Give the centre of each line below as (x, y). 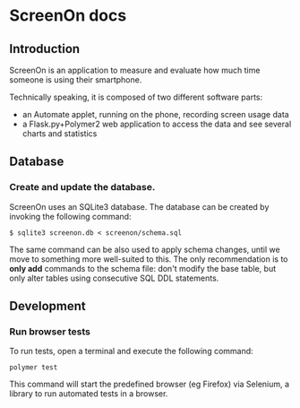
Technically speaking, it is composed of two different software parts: (136, 97)
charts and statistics (60, 134)
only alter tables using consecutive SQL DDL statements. (114, 278)
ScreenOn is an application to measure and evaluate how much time (135, 70)
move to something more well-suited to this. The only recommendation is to (149, 259)
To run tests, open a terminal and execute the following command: (131, 352)
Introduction (45, 49)
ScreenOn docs (68, 16)
